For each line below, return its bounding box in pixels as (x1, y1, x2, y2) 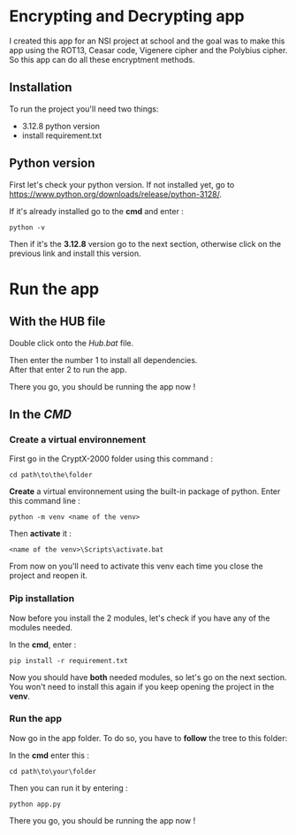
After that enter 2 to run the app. (9, 364, 127, 375)
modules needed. (9, 622, 73, 632)
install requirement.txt (21, 130, 102, 141)
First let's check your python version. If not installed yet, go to (9, 179, 235, 189)
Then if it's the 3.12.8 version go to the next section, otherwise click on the (9, 238, 281, 249)
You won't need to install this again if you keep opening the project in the (9, 681, 275, 692)
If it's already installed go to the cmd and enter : (9, 205, 184, 216)
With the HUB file (9, 314, 106, 329)
